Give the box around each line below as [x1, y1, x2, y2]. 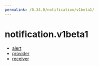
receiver [11, 56, 29, 62]
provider [11, 50, 29, 56]
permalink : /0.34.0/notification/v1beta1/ [4, 7, 94, 12]
